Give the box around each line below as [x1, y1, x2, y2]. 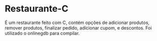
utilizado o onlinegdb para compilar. [5, 30, 80, 36]
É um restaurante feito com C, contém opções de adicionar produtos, [5, 19, 150, 25]
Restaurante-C [5, 3, 69, 14]
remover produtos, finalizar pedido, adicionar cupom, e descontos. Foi [5, 24, 152, 30]
